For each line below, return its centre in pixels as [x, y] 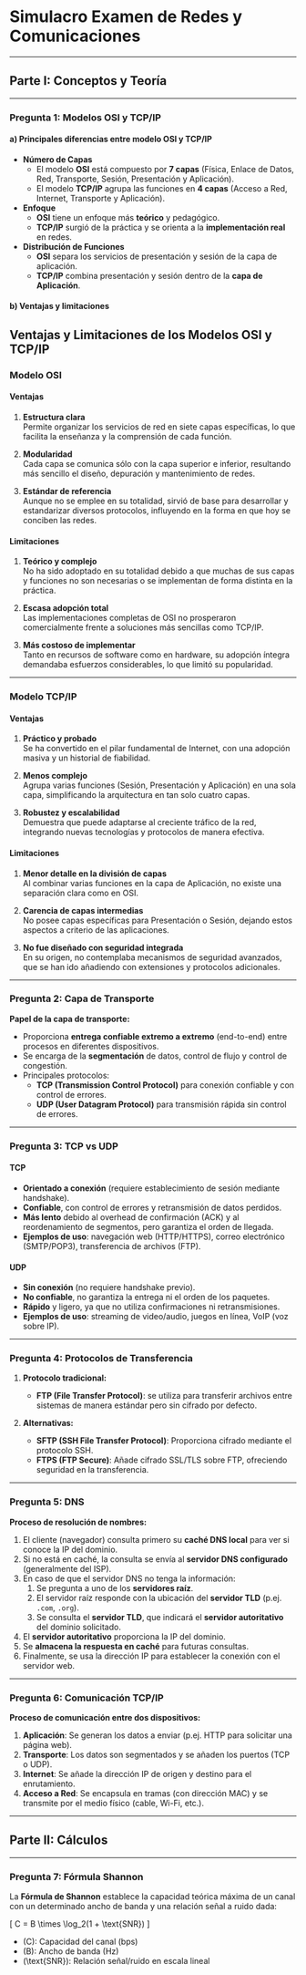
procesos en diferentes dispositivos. [91, 1046]
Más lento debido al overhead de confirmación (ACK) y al [131, 1217]
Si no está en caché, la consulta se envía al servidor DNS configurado [155, 1559]
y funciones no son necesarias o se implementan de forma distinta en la [158, 581]
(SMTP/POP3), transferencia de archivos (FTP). [112, 1246]
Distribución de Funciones [73, 246]
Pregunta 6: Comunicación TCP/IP [87, 1698]
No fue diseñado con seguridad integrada [103, 947]
